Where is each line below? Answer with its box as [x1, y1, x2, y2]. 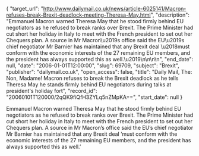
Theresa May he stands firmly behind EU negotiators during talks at [6, 81, 172, 88]
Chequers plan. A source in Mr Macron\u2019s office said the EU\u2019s [6, 37, 185, 43]
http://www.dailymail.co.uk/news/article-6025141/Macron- [43, 5, 187, 12]
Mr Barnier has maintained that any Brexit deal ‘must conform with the [6, 130, 178, 138]
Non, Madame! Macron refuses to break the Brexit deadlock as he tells [6, 74, 179, 82]
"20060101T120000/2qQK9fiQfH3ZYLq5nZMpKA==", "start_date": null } [6, 93, 183, 101]
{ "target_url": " [6, 5, 43, 12]
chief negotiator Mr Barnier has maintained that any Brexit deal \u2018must [6, 43, 190, 50]
